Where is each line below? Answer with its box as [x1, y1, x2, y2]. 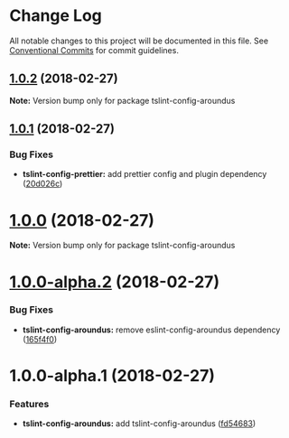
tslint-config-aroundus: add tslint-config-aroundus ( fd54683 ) [22, 418, 256, 429]
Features [9, 397, 50, 410]
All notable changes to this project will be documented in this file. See [9, 35, 269, 46]
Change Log [9, 5, 102, 26]
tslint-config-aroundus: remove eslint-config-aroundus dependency [22, 324, 281, 335]
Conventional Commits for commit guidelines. [9, 44, 179, 55]
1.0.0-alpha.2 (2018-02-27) [9, 272, 219, 292]
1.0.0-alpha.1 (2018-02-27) [9, 366, 215, 387]
